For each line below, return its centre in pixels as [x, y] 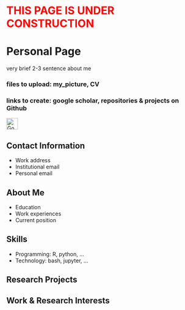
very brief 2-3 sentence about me [49, 68]
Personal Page [44, 52]
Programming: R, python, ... [49, 254]
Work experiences [38, 214]
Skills [17, 240]
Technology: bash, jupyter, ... [52, 261]
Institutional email [37, 167]
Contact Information [46, 146]
